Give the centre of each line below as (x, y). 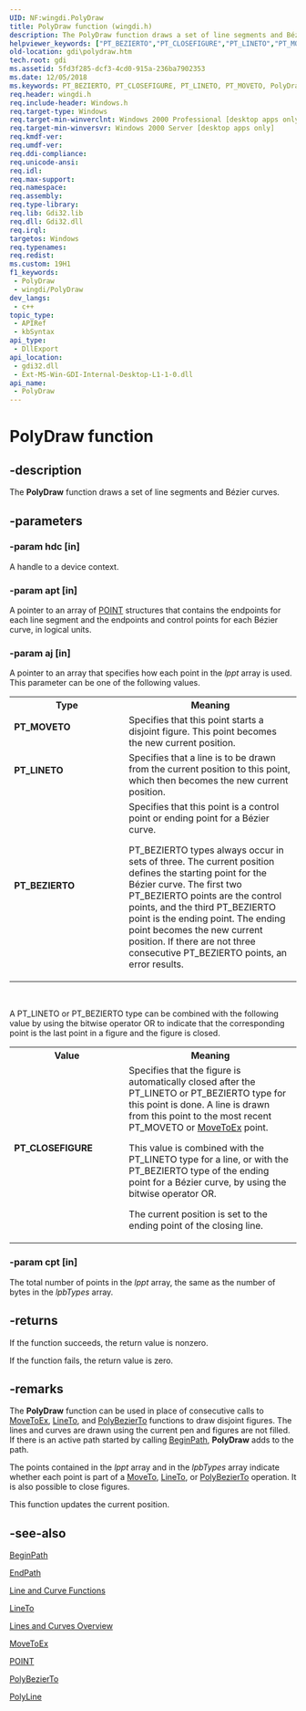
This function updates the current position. (90, 1505)
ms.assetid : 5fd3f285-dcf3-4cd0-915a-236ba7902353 (107, 69)
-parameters (46, 521)
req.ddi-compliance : (49, 153)
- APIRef (30, 324)
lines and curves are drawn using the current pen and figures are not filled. (150, 1431)
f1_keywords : (34, 273)
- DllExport (36, 349)
